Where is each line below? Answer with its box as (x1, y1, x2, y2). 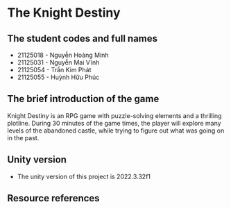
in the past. (7, 133, 40, 142)
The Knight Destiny (7, 5, 121, 21)
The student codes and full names (7, 33, 158, 44)
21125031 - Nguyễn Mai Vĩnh (17, 58, 100, 67)
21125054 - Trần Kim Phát (17, 66, 92, 74)
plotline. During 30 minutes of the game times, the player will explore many (7, 119, 221, 127)
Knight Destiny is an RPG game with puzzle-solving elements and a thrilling (7, 111, 222, 119)
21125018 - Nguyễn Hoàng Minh (17, 51, 109, 59)
